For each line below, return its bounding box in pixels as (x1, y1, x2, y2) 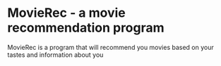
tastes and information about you (7, 51, 104, 59)
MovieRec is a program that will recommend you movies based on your (7, 43, 214, 51)
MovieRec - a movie (7, 5, 126, 21)
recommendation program (7, 20, 165, 36)
